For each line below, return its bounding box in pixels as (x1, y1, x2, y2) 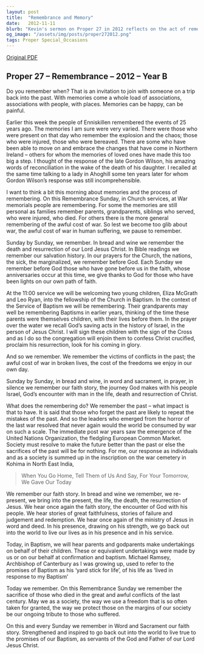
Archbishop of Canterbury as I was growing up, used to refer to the (6, 560, 174, 567)
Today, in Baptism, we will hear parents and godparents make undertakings (6, 540, 195, 548)
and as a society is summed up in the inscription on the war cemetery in (6, 454, 186, 461)
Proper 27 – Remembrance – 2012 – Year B (6, 71, 168, 82)
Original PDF (6, 54, 38, 61)
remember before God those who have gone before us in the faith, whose (6, 265, 190, 272)
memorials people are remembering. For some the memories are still (6, 201, 177, 208)
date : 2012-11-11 (6, 20, 56, 26)
